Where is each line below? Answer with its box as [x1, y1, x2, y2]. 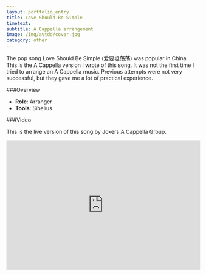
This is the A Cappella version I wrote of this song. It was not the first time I [6, 61, 194, 69]
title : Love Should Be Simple [6, 15, 83, 21]
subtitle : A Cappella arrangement [6, 26, 94, 32]
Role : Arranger [15, 98, 53, 105]
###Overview [6, 86, 41, 93]
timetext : [6, 20, 32, 26]
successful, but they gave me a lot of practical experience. [6, 74, 153, 82]
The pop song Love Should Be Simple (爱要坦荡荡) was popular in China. [6, 55, 188, 61]
